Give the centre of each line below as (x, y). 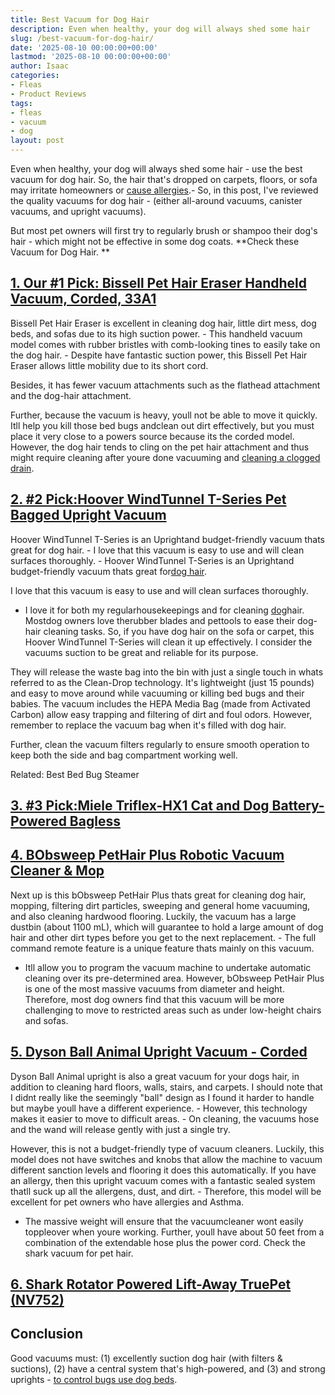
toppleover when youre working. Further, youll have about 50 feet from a (174, 1232)
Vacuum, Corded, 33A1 (83, 299)
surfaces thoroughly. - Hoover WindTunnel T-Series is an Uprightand (152, 560)
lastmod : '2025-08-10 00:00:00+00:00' (91, 57)
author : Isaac (40, 66)
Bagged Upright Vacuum (88, 515)
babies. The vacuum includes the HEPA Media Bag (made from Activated (160, 703)
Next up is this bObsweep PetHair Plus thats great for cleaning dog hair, (158, 895)
